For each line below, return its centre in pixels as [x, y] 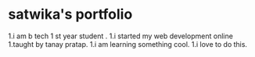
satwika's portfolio [70, 14]
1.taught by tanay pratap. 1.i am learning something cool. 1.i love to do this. [128, 44]
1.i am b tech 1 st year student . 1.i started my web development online [120, 36]
